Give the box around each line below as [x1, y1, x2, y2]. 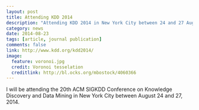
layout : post [6, 8, 38, 15]
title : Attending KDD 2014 [6, 14, 73, 20]
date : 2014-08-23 [6, 31, 49, 37]
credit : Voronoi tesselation [11, 64, 84, 70]
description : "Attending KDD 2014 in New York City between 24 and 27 [6, 20, 184, 26]
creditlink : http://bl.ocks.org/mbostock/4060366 [11, 70, 136, 76]
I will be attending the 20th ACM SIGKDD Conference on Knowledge [6, 86, 173, 93]
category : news [6, 25, 44, 32]
